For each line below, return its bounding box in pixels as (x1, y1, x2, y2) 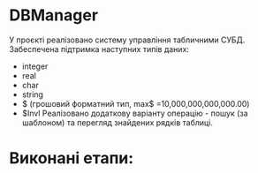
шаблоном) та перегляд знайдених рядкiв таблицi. (21, 117, 214, 128)
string (21, 89, 44, 100)
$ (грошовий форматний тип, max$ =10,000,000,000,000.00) (21, 98, 250, 109)
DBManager (9, 5, 99, 26)
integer (21, 61, 49, 71)
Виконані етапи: (9, 148, 134, 169)
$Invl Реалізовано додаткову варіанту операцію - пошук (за (21, 108, 248, 118)
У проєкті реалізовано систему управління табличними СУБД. (9, 34, 246, 45)
